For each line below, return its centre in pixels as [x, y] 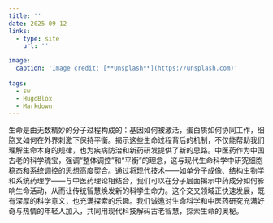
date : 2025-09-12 [38, 24]
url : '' [36, 46]
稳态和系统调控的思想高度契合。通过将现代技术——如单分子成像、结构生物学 [136, 170]
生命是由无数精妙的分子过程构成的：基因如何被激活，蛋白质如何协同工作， [133, 130]
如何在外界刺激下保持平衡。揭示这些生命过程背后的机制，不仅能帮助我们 [143, 140]
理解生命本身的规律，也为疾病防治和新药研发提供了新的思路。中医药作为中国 [136, 150]
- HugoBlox [34, 98]
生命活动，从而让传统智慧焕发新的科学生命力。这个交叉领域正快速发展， [136, 191]
